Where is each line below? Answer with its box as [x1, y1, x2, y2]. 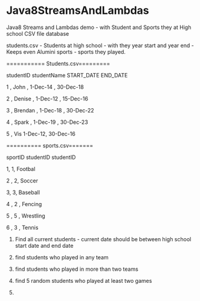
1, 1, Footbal [6, 165, 36, 172]
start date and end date [15, 242, 74, 249]
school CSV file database [6, 30, 69, 37]
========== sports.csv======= [6, 141, 94, 149]
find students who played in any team [15, 253, 109, 261]
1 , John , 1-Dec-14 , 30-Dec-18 [6, 83, 84, 91]
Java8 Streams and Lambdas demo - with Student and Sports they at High [6, 24, 192, 31]
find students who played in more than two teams [15, 265, 139, 273]
